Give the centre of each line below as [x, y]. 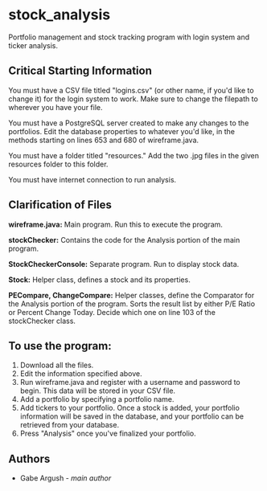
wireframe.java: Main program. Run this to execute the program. [116, 224]
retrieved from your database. [69, 425]
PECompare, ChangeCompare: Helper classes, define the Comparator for [131, 295]
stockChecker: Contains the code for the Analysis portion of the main [124, 239]
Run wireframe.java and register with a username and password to [130, 383]
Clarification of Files [60, 205]
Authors [29, 458]
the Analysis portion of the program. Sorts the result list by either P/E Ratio [132, 304]
